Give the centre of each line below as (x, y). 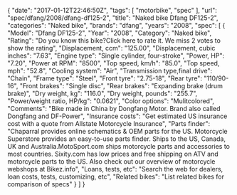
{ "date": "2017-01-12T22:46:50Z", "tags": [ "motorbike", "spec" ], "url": (112, 10)
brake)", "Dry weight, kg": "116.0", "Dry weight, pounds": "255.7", (102, 93)
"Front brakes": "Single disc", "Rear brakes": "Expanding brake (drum (121, 86)
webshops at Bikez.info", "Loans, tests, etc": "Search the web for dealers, (115, 169)
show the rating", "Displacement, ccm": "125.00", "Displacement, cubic (111, 48)
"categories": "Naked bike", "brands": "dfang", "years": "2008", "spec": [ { (116, 25)
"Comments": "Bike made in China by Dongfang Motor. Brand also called (114, 109)
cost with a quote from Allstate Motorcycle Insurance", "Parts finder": (109, 123)
